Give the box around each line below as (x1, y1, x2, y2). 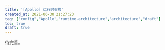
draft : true (5, 25, 30, 30)
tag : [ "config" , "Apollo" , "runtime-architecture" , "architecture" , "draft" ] (5, 16, 161, 21)
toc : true (5, 21, 26, 26)
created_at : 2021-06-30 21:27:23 (5, 12, 74, 17)
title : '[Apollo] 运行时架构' (5, 7, 64, 12)
